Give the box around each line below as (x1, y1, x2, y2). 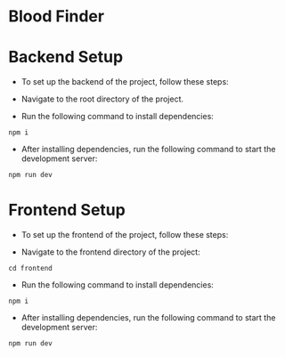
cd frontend (8, 264, 53, 273)
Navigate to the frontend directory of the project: (20, 247, 201, 257)
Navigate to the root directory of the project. (20, 93, 184, 104)
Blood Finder (8, 6, 104, 27)
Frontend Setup (8, 200, 126, 220)
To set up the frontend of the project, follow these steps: (20, 230, 229, 240)
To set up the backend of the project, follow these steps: (20, 77, 229, 87)
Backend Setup (8, 47, 124, 68)
